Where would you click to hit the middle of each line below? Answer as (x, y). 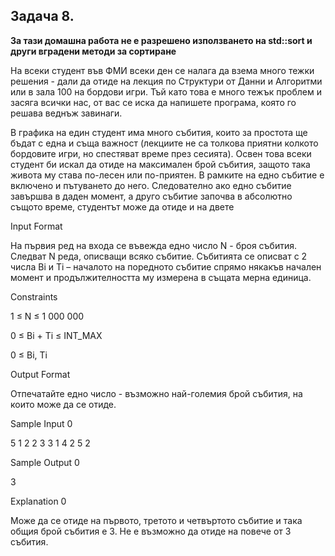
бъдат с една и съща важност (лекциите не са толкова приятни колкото (164, 143)
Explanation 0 (38, 501)
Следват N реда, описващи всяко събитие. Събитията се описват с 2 (159, 256)
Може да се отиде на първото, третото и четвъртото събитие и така (156, 520)
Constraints (34, 296)
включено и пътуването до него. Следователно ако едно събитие (151, 185)
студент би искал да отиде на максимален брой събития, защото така (160, 164)
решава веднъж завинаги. (66, 113)
